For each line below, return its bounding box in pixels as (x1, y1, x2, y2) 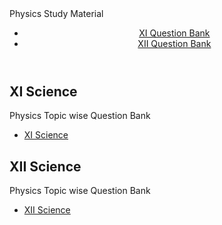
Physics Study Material (9, 8, 104, 19)
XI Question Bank (138, 27, 211, 39)
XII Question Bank (137, 38, 212, 49)
